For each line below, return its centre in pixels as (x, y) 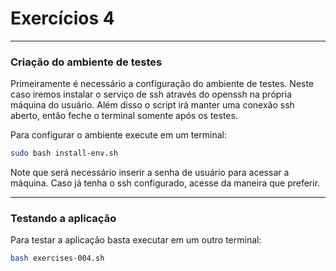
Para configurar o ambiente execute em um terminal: (119, 135)
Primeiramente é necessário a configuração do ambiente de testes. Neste (162, 84)
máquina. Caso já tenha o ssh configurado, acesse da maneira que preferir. (165, 183)
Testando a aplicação (63, 219)
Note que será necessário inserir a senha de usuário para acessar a (150, 173)
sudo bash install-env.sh (64, 153)
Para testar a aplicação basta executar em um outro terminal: (136, 240)
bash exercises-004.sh (57, 258)
